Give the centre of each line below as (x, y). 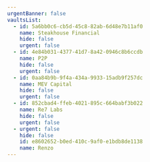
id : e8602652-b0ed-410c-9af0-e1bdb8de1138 (81, 142)
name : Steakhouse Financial (60, 33)
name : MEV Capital (46, 84)
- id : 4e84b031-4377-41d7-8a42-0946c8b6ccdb (78, 52)
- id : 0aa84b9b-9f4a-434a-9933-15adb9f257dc (78, 78)
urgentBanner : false (37, 13)
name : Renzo (36, 148)
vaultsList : (24, 20)
